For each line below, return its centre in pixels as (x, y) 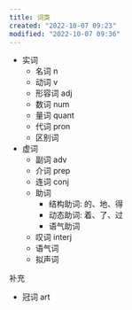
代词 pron (53, 127)
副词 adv (51, 159)
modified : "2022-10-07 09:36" (65, 34)
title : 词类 (30, 17)
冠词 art (36, 297)
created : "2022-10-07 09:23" (63, 26)
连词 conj (52, 182)
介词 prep (53, 171)
